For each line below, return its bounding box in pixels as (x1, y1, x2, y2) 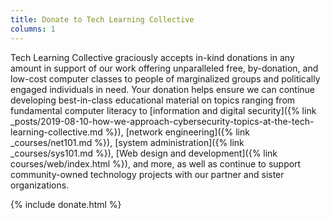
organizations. (10, 179, 70, 191)
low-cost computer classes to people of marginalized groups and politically (10, 72, 321, 85)
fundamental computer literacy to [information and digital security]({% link (10, 104, 317, 116)
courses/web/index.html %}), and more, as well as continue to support (10, 157, 302, 170)
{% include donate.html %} (10, 198, 122, 210)
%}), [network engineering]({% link (104, 126, 250, 138)
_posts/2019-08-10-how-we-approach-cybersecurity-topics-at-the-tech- (10, 115, 315, 127)
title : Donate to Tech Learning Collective (10, 14, 195, 25)
